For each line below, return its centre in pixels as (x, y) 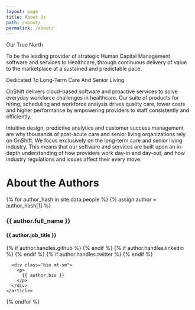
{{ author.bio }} (43, 276)
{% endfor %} (23, 302)
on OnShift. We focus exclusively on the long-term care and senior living (94, 141)
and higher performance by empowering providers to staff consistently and (98, 110)
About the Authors (53, 183)
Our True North (25, 45)
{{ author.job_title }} (31, 235)
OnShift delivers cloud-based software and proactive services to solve (92, 91)
